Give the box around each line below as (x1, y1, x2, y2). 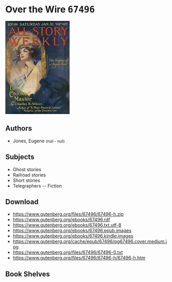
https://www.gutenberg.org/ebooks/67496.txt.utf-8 (12, 222, 122, 228)
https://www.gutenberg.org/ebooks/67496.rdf (12, 217, 110, 223)
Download (5, 197, 39, 206)
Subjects (5, 153, 34, 161)
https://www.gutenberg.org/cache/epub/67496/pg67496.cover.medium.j (12, 238, 167, 245)
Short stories (12, 177, 41, 183)
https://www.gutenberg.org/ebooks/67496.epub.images (12, 228, 132, 234)
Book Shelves (5, 270, 50, 278)
